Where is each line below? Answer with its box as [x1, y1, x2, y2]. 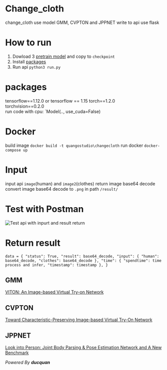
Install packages [12, 58, 46, 65]
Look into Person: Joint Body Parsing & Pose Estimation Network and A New [5, 345, 162, 350]
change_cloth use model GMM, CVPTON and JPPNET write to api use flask [5, 19, 160, 25]
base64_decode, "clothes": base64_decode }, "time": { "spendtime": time [5, 258, 162, 263]
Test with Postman [5, 203, 84, 215]
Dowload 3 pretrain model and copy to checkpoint [12, 53, 115, 59]
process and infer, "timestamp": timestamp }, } [5, 262, 108, 267]
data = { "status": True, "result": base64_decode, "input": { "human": [5, 253, 160, 259]
